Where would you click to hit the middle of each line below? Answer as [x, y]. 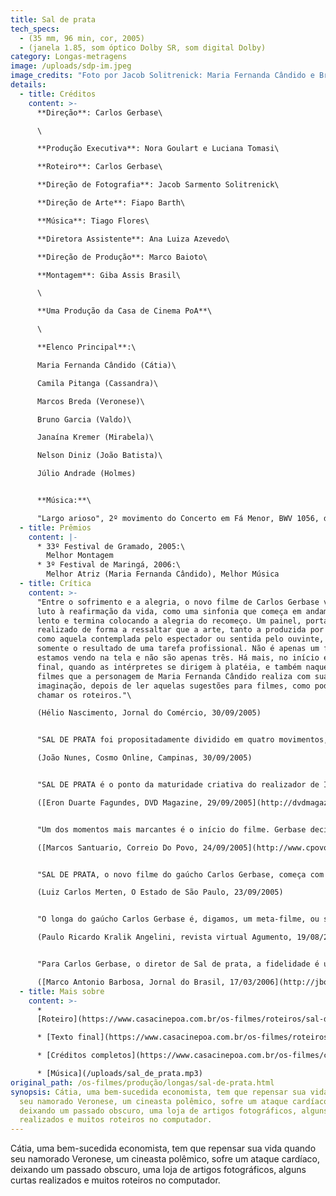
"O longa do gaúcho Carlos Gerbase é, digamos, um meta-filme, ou [178, 919]
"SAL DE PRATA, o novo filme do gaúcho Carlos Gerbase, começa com [180, 874]
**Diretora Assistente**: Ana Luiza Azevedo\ [133, 239]
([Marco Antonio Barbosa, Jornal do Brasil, [131, 982]
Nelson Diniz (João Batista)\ [99, 456]
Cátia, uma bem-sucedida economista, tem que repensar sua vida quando [163, 1148]
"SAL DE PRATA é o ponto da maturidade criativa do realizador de [178, 785]
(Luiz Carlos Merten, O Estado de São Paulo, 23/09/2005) [160, 892]
